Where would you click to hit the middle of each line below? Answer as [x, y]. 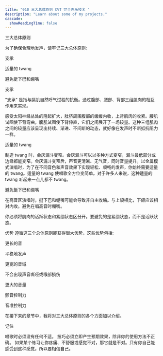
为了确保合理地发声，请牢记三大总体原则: [46, 48]
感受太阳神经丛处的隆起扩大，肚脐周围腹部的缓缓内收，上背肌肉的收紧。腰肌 [81, 116]
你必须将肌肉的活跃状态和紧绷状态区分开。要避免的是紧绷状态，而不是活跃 [79, 217]
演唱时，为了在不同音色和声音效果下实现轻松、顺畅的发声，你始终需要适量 [83, 167]
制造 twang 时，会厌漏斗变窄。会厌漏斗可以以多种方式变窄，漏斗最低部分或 [81, 155]
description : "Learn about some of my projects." [56, 14]
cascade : [14, 19]
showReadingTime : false [33, 23]
